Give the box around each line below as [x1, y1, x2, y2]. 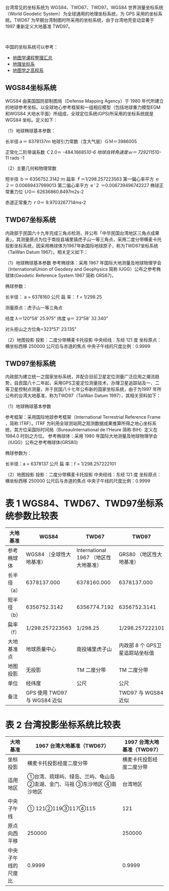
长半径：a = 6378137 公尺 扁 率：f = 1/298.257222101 [5, 461, 117, 467]
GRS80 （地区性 [119, 551, 157, 558]
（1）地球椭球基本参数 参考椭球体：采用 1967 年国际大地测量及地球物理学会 [5, 259, 162, 265]
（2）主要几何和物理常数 [5, 165, 57, 171]
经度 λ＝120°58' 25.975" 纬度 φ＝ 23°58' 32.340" [5, 315, 109, 321]
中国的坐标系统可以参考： [5, 44, 58, 50]
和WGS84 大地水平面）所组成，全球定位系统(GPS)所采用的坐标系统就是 [5, 110, 154, 116]
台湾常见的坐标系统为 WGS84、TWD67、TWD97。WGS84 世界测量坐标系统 [5, 5, 163, 10]
